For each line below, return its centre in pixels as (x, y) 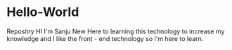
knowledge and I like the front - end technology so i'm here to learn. (105, 38)
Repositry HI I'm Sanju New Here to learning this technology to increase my (116, 31)
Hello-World (43, 12)
